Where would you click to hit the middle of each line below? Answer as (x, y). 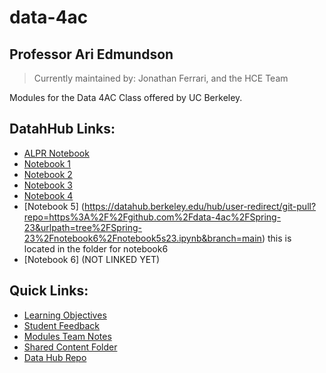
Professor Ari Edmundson (91, 54)
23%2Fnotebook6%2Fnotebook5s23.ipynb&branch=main (142, 238)
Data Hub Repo (55, 357)
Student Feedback (62, 325)
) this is (276, 238)
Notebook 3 (48, 185)
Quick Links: (49, 291)
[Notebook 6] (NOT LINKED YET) (92, 259)
